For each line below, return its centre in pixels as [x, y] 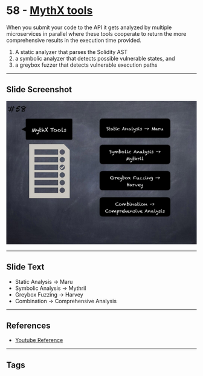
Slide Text [25, 267]
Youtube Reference [39, 340]
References [28, 325]
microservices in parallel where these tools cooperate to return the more [96, 33]
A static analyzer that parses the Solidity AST [71, 52]
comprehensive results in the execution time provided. [74, 40]
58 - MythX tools [50, 11]
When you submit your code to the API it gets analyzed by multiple [89, 27]
